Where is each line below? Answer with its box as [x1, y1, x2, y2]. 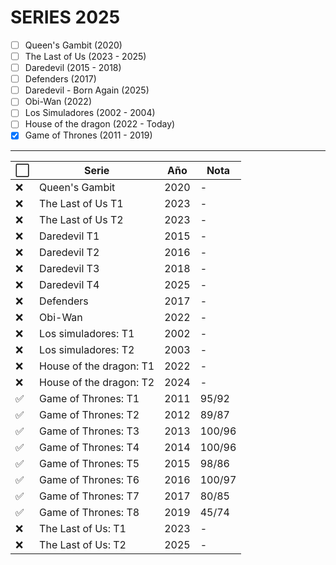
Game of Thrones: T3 [39, 424, 140, 438]
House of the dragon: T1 [39, 359, 155, 373]
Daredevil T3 [39, 261, 100, 275]
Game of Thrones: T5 [39, 456, 140, 470]
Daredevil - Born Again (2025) [24, 84, 150, 96]
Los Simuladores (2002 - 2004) [24, 107, 156, 119]
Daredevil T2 [39, 245, 100, 259]
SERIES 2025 [10, 6, 121, 29]
